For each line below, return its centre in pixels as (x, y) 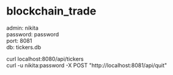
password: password (33, 34)
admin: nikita (22, 28)
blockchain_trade (51, 11)
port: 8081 (19, 41)
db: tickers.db (24, 47)
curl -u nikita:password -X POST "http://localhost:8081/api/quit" (87, 65)
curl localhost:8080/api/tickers (45, 59)
